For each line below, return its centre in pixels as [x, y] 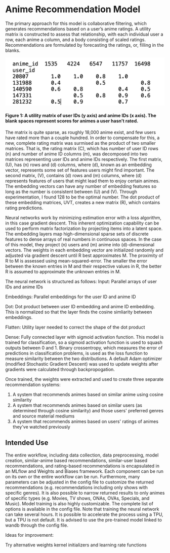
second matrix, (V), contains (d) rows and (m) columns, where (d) [74, 175]
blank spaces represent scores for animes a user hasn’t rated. [72, 121]
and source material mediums [44, 416]
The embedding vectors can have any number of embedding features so [81, 186]
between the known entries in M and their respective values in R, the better [83, 266]
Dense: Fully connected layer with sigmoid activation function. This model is [84, 337]
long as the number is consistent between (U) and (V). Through [71, 191]
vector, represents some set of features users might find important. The [80, 170]
